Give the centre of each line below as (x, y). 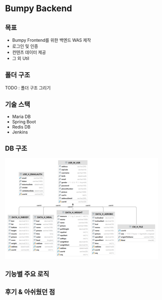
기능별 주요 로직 (27, 274)
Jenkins (20, 132)
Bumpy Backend (39, 8)
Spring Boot (24, 121)
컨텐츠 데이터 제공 (29, 52)
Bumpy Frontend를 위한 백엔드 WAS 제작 (51, 40)
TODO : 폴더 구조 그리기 (28, 87)
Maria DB (21, 117)
